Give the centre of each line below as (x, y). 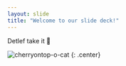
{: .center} (86, 55)
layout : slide (28, 14)
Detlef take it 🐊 (29, 40)
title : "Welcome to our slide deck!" (63, 21)
